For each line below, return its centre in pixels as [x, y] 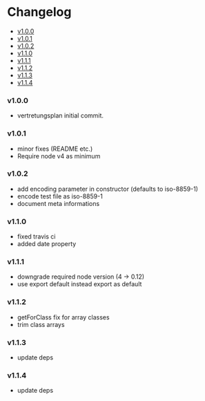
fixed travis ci [36, 236]
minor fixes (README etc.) [55, 149]
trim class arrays [41, 324]
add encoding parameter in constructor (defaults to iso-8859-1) [108, 189]
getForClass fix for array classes [63, 317]
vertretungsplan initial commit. [60, 115]
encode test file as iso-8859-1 [60, 196]
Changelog [39, 12]
